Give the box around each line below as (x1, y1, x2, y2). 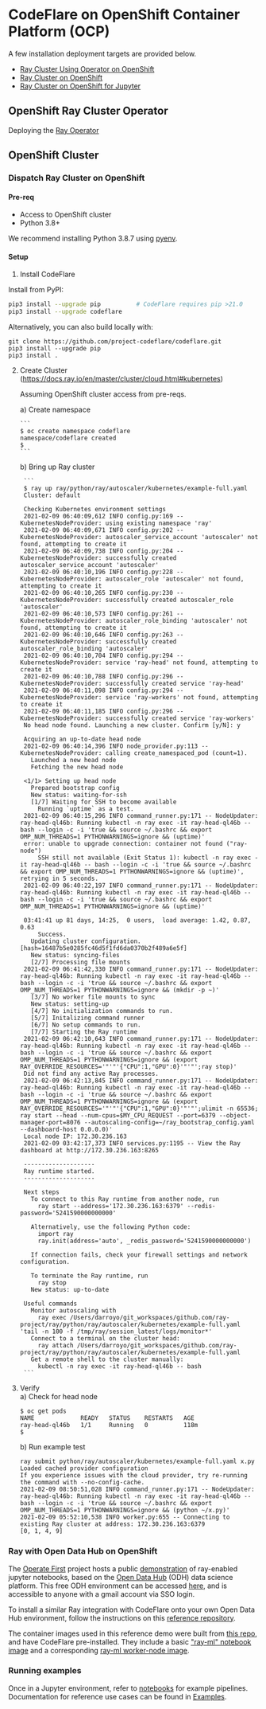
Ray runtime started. (23, 1167, 95, 1175)
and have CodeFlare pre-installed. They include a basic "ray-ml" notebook (8, 1637, 252, 1646)
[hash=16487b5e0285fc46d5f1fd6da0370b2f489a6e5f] (19, 944, 188, 952)
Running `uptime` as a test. (37, 805, 134, 813)
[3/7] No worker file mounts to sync (30, 993, 156, 1001)
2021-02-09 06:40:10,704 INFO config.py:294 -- (23, 651, 184, 660)
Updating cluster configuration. (30, 937, 141, 945)
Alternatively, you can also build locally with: (8, 323, 153, 332)
